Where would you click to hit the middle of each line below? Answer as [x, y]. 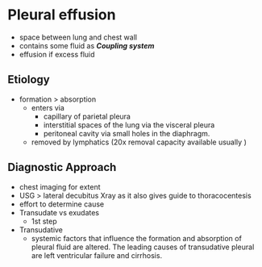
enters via [48, 107]
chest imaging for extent [60, 186]
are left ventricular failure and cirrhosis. [97, 255]
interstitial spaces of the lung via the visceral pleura [129, 125]
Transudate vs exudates [59, 212]
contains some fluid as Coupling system [87, 45]
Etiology [29, 79]
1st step [44, 221]
